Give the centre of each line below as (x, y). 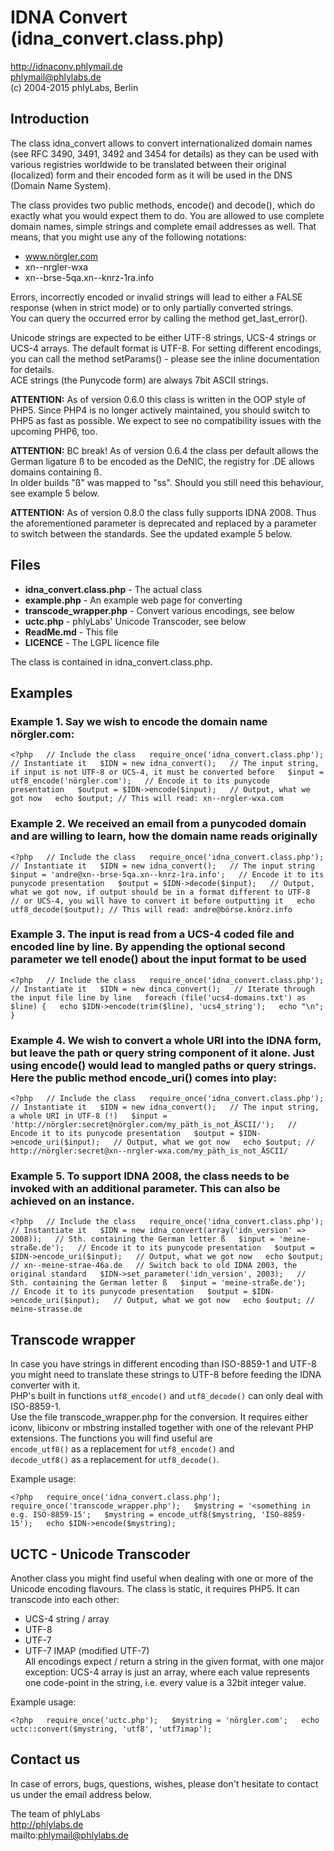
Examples (41, 692)
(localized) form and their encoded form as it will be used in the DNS (151, 175)
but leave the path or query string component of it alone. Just (162, 1053)
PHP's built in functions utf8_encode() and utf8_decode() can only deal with (167, 1396)
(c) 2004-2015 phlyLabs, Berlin (74, 87)
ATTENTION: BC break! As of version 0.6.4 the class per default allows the (164, 450)
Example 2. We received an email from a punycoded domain (158, 824)
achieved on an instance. (72, 1201)
